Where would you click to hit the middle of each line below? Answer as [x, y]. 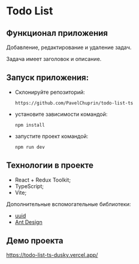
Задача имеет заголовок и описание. [54, 59]
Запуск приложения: [47, 78]
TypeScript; [29, 186]
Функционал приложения [57, 33]
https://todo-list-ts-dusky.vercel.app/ [52, 255]
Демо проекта [35, 241]
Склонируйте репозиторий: [50, 92]
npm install [30, 125]
